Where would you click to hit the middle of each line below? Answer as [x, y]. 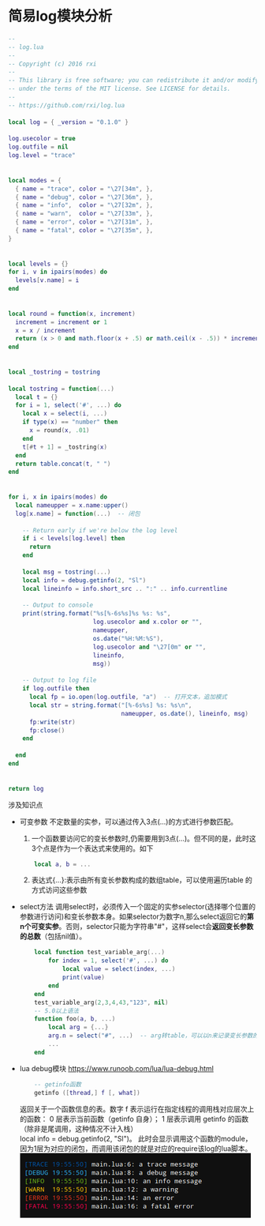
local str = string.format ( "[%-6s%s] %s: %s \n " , [110, 705]
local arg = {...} [78, 1028]
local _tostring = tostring [54, 372]
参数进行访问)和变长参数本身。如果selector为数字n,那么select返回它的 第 [137, 916]
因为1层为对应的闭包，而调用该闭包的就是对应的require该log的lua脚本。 [136, 1148]
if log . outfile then [56, 689]
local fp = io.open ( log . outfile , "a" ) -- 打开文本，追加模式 [128, 697]
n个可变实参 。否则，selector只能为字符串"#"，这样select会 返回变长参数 [136, 927]
